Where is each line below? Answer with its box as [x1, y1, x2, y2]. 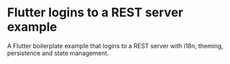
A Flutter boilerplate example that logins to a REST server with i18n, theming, [7, 42, 224, 50]
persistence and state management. [7, 49, 109, 57]
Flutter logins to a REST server [7, 5, 183, 20]
